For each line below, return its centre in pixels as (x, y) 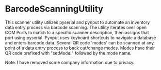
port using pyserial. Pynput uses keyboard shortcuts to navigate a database (80, 38)
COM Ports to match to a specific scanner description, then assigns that (77, 32)
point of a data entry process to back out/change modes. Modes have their (80, 48)
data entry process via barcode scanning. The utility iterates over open (76, 27)
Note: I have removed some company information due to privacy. (70, 62)
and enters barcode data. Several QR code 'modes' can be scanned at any (80, 42)
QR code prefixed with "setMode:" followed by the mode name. (68, 53)
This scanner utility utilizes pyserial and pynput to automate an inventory (78, 22)
